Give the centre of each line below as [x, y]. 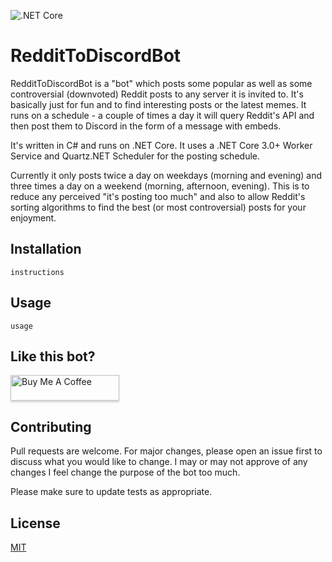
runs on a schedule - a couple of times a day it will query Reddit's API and [162, 115]
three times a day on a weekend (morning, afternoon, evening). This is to [160, 186]
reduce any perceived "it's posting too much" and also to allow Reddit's [158, 196]
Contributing [51, 426]
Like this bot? [53, 356]
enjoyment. [33, 217]
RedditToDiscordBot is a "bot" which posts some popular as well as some [161, 83]
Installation [46, 249]
